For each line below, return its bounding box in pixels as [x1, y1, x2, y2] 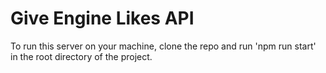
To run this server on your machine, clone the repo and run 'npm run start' [10, 40, 317, 52]
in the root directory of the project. [10, 50, 153, 62]
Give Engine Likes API [10, 7, 195, 30]
